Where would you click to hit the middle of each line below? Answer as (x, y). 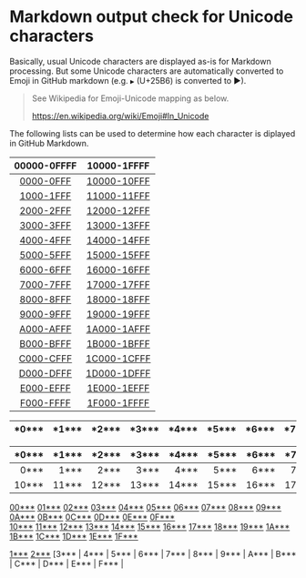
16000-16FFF (118, 269)
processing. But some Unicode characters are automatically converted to (147, 71)
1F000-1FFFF (118, 402)
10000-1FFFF (118, 166)
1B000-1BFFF (118, 343)
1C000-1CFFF (118, 359)
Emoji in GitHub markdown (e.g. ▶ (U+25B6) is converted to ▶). (128, 80)
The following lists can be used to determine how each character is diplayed (153, 133)
